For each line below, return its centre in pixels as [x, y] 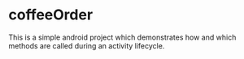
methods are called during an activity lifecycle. [87, 45]
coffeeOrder [51, 15]
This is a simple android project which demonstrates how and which [122, 37]
